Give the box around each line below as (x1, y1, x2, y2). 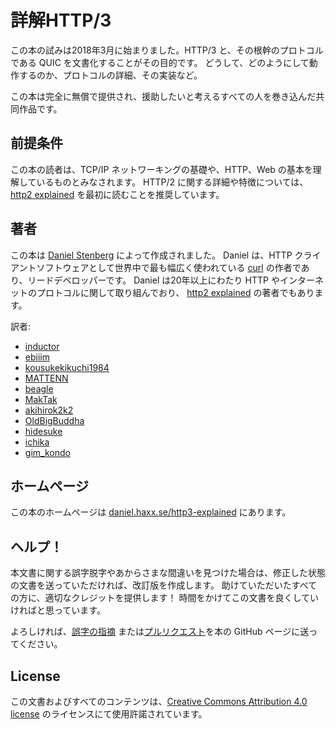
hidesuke (24, 425, 63, 437)
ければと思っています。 (10, 604, 106, 616)
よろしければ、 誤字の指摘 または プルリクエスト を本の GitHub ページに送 (10, 626, 310, 638)
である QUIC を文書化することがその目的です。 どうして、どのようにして (10, 56, 310, 68)
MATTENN (24, 372, 69, 384)
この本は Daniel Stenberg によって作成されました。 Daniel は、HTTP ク (10, 249, 304, 261)
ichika (24, 436, 50, 448)
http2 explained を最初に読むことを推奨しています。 (10, 188, 225, 200)
